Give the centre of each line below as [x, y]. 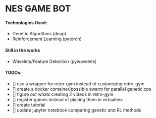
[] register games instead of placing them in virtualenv [67, 99]
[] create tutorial [29, 105]
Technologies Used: [26, 22]
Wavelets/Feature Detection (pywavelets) [54, 61]
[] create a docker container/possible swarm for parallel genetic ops [82, 89]
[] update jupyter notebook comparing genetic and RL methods [77, 110]
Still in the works [23, 50]
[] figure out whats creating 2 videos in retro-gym [63, 94]
